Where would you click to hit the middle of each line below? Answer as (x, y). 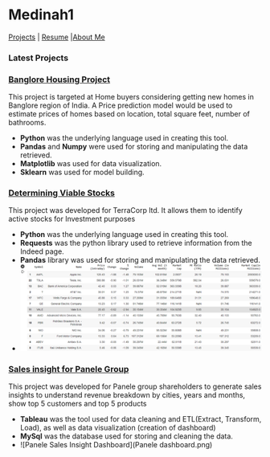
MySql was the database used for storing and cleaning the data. (126, 436)
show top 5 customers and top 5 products (78, 404)
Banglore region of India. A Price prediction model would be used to (121, 105)
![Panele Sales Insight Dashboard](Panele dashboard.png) (116, 445)
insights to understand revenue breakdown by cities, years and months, (127, 395)
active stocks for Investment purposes (72, 219)
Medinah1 (41, 15)
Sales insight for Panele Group (69, 369)
